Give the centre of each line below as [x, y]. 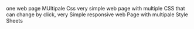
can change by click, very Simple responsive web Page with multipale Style [97, 14]
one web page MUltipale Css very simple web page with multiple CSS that [96, 8]
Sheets [15, 21]
